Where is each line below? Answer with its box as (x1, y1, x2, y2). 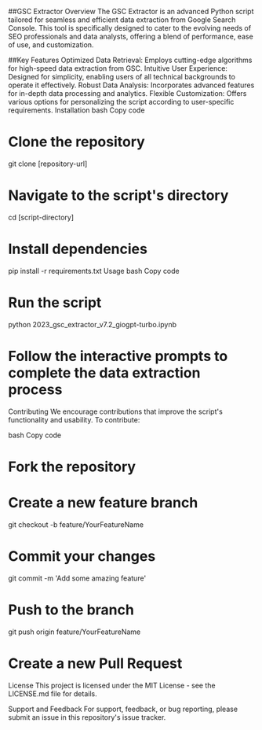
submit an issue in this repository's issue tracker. (8, 712, 166, 722)
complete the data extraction (8, 363, 201, 382)
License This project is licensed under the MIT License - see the (8, 680, 216, 690)
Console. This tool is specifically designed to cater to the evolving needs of (8, 24, 252, 32)
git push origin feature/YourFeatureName (8, 627, 141, 636)
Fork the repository (8, 458, 136, 475)
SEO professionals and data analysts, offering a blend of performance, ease (8, 31, 253, 41)
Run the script (8, 294, 102, 312)
